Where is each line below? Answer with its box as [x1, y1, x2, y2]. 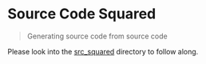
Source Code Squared [7, 5, 156, 23]
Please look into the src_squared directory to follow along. [7, 46, 199, 56]
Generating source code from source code [26, 31, 168, 41]
